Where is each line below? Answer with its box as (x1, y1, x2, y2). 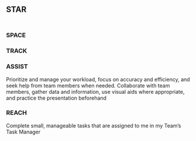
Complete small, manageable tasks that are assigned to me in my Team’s (6, 122, 181, 129)
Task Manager (6, 128, 41, 135)
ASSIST (6, 62, 28, 70)
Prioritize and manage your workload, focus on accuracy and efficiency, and (6, 76, 190, 83)
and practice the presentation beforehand (6, 94, 107, 101)
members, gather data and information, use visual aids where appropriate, (6, 88, 185, 95)
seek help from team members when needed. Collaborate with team (6, 82, 170, 89)
